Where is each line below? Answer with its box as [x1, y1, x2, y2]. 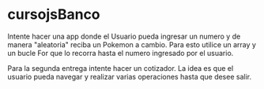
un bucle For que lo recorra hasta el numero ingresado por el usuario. [7, 48, 234, 57]
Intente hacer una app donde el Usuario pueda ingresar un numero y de [7, 32, 241, 41]
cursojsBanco [7, 6, 100, 24]
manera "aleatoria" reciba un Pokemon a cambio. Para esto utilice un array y [7, 39, 256, 49]
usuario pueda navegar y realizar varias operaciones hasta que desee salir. [7, 72, 252, 81]
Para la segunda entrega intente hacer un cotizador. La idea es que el [7, 63, 234, 72]
